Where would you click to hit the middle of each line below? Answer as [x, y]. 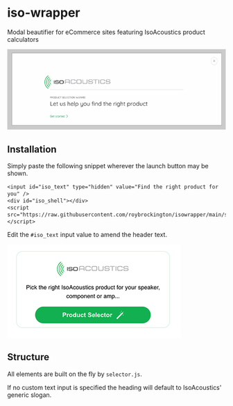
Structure [28, 357]
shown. [18, 173]
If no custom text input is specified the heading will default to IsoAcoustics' [114, 387]
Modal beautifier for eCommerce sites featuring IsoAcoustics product [106, 32]
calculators [23, 39]
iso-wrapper [44, 13]
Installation [32, 149]
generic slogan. [29, 395]
